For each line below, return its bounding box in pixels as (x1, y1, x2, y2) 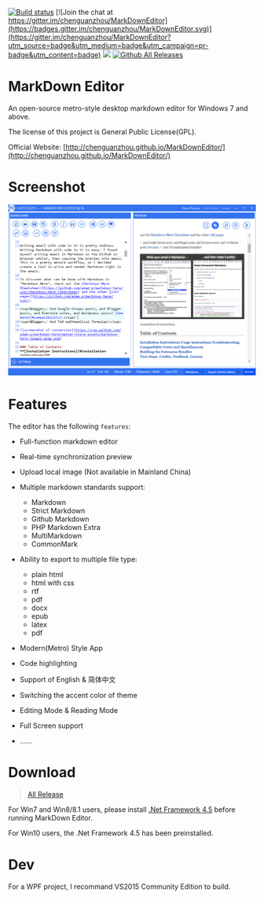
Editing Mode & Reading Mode (19, 705, 119, 714)
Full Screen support (19, 721, 84, 730)
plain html (31, 569, 64, 579)
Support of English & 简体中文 (19, 674, 116, 684)
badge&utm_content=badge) (8, 50, 101, 59)
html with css (31, 578, 75, 587)
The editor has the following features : (8, 421, 131, 431)
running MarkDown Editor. (8, 813, 93, 822)
